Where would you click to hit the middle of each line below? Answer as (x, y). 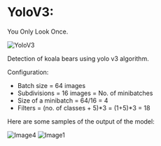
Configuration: (28, 72)
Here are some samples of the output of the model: (81, 121)
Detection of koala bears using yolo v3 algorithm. (78, 58)
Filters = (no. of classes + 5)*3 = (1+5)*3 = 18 (84, 108)
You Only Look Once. (38, 31)
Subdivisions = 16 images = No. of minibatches (85, 93)
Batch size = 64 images (51, 85)
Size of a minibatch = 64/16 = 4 (63, 100)
